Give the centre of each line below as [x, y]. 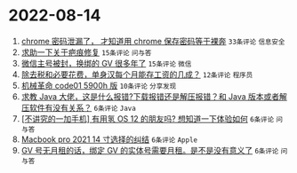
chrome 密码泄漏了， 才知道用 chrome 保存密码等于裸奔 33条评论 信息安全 [153, 41]
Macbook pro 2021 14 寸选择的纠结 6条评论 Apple [109, 139]
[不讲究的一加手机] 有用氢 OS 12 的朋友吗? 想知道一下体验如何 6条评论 [148, 118]
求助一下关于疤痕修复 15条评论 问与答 [86, 52]
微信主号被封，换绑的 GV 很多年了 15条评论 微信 [106, 63]
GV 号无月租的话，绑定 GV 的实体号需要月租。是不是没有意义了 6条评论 [150, 150]
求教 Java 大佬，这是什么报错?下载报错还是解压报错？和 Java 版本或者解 [154, 96]
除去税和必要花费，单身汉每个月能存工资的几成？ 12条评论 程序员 [137, 74]
